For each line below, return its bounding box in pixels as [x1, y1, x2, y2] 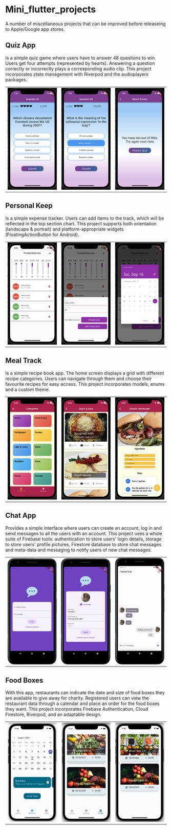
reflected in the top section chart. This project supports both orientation [5, 220, 157, 227]
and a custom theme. [5, 386, 50, 392]
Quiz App [5, 41, 36, 50]
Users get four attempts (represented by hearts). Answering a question [5, 60, 155, 66]
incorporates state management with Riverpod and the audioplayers [5, 71, 149, 77]
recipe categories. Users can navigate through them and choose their [5, 375, 152, 382]
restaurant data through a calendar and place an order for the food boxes [5, 700, 160, 707]
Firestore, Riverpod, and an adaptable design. [5, 711, 101, 718]
